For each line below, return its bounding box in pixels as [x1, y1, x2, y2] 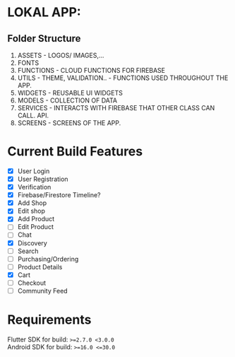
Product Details [17, 262, 63, 271]
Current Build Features [7, 144, 143, 160]
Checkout [17, 279, 47, 287]
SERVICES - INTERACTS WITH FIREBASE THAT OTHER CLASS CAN [17, 104, 215, 112]
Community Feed [17, 286, 68, 295]
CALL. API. [17, 111, 49, 119]
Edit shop [17, 206, 46, 216]
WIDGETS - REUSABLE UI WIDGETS [17, 89, 123, 97]
